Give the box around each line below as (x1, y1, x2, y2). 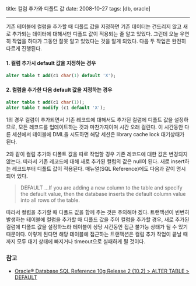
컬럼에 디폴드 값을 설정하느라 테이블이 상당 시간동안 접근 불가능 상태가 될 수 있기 (6, 223, 188, 230)
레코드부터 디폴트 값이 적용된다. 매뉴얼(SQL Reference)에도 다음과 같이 (12, 166, 175, 173)
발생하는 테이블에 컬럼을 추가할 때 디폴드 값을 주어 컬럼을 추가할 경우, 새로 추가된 (6, 216, 190, 223)
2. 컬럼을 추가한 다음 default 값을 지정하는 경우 (6, 86, 113, 93)
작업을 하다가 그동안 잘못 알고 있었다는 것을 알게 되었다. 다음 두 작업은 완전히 (12, 37, 187, 44)
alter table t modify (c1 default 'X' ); (6, 105, 106, 111)
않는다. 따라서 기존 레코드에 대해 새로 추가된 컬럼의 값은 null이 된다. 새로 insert (6, 158, 185, 165)
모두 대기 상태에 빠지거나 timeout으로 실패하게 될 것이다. (16, 238, 146, 245)
